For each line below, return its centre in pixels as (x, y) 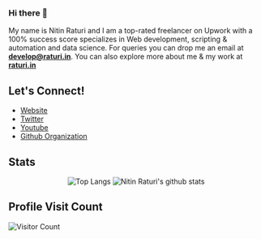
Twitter (32, 119)
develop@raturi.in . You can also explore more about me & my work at (126, 57)
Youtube (34, 128)
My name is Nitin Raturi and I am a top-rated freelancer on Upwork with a (130, 31)
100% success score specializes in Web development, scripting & (118, 39)
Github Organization (53, 137)
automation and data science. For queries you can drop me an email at (126, 48)
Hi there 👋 (28, 13)
